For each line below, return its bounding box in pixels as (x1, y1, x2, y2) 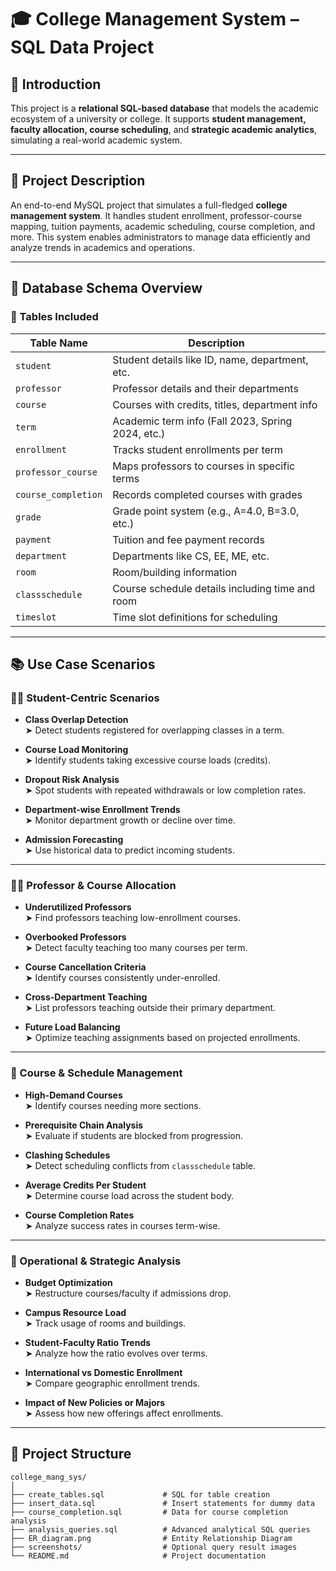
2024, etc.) (112, 426, 166, 440)
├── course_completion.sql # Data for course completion (10, 1507, 288, 1517)
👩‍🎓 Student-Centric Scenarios (10, 691, 160, 705)
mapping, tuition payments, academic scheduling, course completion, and (10, 220, 316, 232)
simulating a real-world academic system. (10, 134, 183, 146)
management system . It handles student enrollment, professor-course (10, 209, 303, 221)
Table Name (29, 336, 88, 350)
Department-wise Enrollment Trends (24, 804, 181, 816)
